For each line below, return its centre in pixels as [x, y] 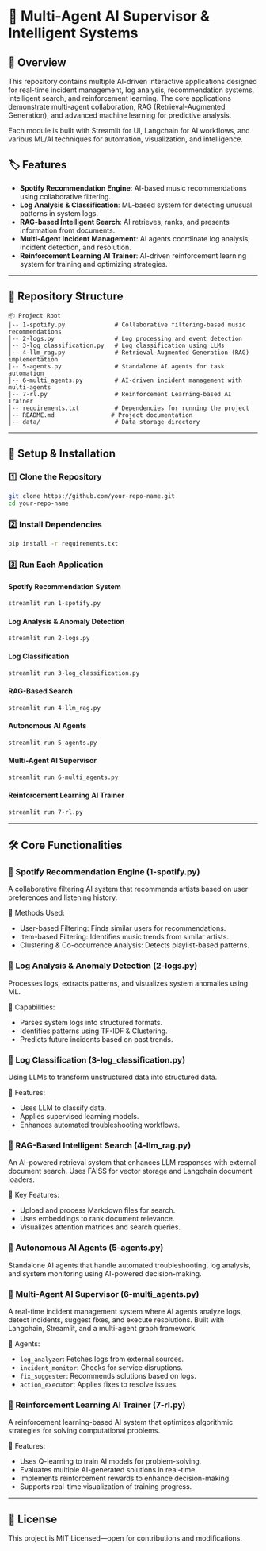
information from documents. [67, 230]
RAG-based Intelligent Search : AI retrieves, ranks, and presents [124, 222]
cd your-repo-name [38, 503]
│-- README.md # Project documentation [101, 415]
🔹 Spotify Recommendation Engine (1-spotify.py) [104, 872]
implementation [33, 359]
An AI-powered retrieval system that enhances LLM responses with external [132, 1163]
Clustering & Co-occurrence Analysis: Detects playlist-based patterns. [134, 945]
